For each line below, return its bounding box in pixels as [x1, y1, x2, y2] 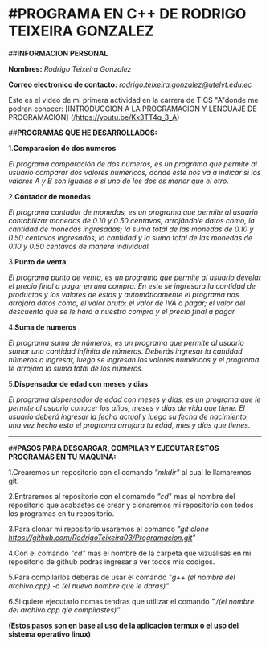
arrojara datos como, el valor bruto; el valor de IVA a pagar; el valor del [8, 298, 246, 308]
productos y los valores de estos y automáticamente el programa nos [8, 289, 239, 299]
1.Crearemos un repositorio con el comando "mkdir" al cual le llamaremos [8, 467, 252, 477]
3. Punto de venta [8, 256, 67, 266]
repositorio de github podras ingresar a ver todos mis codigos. [8, 556, 215, 567]
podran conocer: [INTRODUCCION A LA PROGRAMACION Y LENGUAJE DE [8, 104, 257, 113]
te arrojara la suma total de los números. [8, 363, 144, 373]
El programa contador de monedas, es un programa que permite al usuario [8, 207, 259, 217]
